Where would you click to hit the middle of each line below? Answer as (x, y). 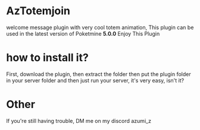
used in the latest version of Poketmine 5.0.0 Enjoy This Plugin (83, 33)
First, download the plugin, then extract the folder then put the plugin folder (99, 74)
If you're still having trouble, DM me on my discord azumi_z (79, 121)
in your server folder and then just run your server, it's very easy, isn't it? (95, 80)
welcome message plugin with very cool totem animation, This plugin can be (100, 27)
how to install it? (48, 58)
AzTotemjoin (38, 11)
